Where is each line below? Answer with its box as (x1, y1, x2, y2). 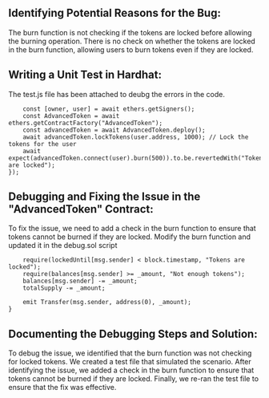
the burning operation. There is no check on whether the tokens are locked (8, 36, 256, 46)
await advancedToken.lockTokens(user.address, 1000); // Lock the (22, 132, 249, 141)
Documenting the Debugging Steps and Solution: (8, 327, 258, 340)
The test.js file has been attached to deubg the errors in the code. (8, 89, 226, 99)
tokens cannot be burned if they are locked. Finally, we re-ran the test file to (8, 374, 259, 384)
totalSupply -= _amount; (22, 284, 106, 292)
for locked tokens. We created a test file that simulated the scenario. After (8, 357, 252, 367)
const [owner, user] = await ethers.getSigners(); (22, 104, 195, 113)
